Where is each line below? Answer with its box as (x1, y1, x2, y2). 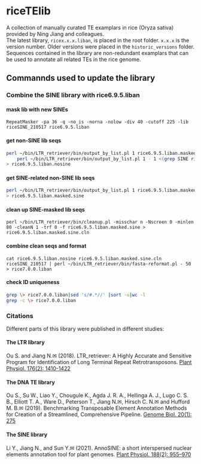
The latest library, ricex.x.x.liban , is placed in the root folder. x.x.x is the (6, 36, 190, 44)
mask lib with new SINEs (6, 106, 68, 113)
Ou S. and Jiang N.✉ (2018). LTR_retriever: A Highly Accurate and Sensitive (6, 352, 192, 359)
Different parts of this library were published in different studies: (6, 325, 165, 332)
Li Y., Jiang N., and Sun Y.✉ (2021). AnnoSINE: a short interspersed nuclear (6, 444, 193, 451)
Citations (6, 312, 33, 320)
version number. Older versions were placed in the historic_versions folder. (6, 43, 195, 50)
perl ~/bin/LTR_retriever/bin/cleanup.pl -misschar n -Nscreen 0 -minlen (6, 219, 194, 225)
